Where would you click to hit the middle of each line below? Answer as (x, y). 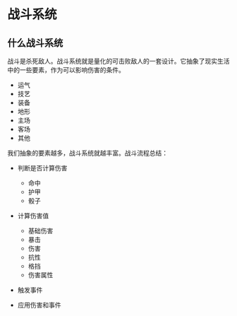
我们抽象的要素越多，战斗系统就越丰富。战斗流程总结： (87, 153)
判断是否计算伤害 (42, 168)
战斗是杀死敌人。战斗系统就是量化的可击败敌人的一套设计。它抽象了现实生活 (119, 61)
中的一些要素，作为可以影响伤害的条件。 (66, 70)
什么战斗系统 (35, 43)
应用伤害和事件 (39, 305)
